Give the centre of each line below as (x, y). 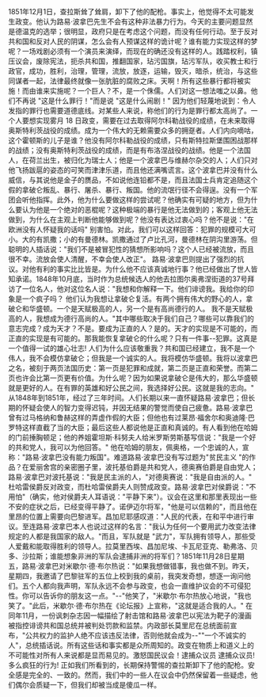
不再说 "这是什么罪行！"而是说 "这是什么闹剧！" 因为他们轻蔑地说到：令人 (135, 101)
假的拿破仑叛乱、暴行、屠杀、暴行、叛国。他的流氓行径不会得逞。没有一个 (129, 190)
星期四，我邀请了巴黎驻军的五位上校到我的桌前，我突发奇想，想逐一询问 (126, 576)
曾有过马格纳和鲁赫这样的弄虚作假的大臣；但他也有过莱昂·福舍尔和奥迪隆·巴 (132, 417)
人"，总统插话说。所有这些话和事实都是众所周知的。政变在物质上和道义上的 (131, 645)
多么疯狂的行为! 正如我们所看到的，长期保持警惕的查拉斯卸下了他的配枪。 (128, 665)
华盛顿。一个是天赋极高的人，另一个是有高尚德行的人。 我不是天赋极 (141, 309)
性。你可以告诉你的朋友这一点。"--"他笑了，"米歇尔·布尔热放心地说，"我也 (130, 596)
